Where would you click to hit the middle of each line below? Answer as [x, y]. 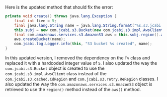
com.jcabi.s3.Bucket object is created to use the [55, 68]
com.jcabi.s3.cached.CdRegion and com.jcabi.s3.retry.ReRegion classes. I [82, 79]
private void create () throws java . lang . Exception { [61, 16]
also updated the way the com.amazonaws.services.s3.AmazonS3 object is [79, 84]
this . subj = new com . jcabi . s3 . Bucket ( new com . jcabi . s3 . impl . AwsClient [89, 30]
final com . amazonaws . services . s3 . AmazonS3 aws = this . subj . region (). [88, 35]
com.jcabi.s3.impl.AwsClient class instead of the [56, 73]
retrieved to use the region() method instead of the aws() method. [73, 89]
